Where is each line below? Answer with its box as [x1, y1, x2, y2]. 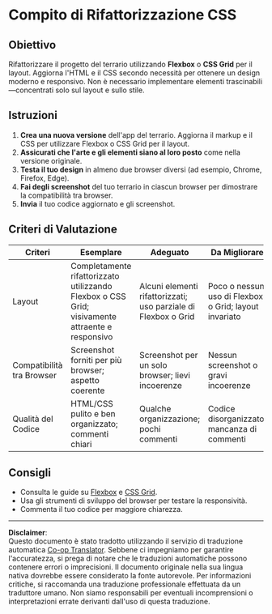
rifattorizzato [70, 270, 120, 281]
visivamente [70, 310, 117, 322]
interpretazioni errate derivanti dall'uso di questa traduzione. [8, 597, 210, 607]
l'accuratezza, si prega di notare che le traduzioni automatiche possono [8, 553, 248, 564]
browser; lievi [138, 369, 190, 381]
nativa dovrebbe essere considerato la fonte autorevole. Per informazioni [8, 571, 252, 581]
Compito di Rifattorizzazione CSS [8, 6, 237, 24]
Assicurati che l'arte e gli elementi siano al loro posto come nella [19, 147, 241, 157]
